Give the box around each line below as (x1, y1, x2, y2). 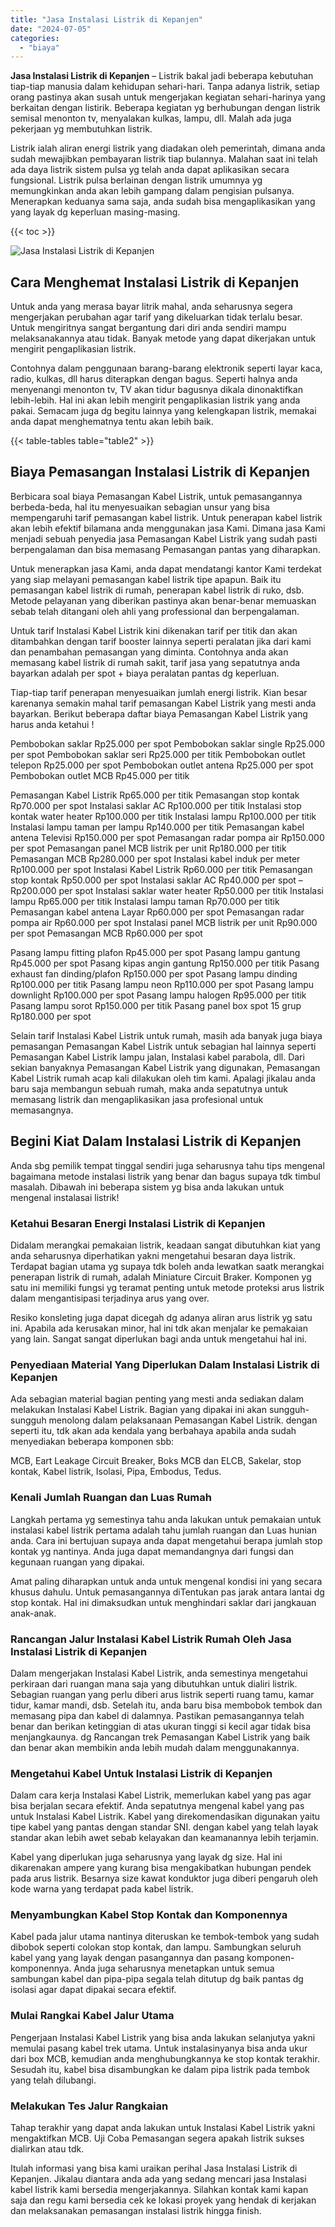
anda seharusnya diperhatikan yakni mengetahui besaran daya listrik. (10, 1249, 297, 1261)
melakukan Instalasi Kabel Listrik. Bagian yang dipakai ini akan (10, 1404, 267, 1416)
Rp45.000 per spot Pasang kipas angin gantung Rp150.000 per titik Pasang (10, 957, 320, 969)
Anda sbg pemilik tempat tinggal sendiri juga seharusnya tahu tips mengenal (10, 1159, 325, 1171)
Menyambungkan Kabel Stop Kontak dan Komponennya (10, 1908, 288, 1922)
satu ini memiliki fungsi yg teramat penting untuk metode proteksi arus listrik (10, 1281, 325, 1293)
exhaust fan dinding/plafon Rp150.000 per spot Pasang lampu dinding (10, 967, 298, 980)
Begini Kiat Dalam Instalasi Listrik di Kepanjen (10, 1133, 302, 1150)
